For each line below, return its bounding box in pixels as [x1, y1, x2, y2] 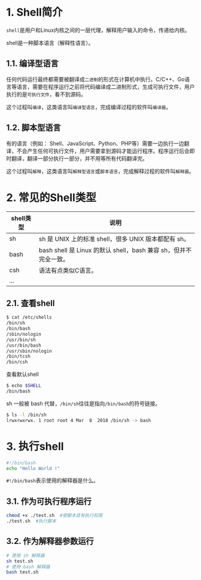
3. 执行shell [6, 440, 64, 453]
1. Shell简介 [6, 5, 63, 19]
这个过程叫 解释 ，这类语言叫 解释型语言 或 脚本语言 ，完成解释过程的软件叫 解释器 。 [6, 168, 194, 175]
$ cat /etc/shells [6, 315, 52, 321]
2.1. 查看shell [6, 298, 55, 308]
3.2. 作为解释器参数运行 [6, 536, 94, 546]
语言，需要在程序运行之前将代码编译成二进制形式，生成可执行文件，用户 [16, 83, 195, 90]
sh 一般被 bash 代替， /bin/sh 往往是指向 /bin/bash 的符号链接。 [6, 400, 161, 407]
